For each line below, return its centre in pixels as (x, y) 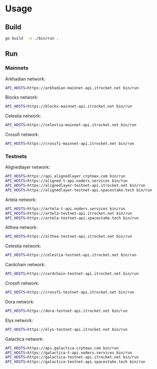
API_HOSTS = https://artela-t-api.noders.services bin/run (65, 209)
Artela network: (21, 200)
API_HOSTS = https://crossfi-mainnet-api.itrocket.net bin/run (70, 144)
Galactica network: (24, 339)
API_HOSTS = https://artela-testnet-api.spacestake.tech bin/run (72, 218)
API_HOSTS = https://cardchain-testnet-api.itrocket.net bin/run (72, 274)
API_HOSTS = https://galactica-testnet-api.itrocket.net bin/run (72, 357)
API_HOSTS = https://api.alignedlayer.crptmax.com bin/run (65, 176)
